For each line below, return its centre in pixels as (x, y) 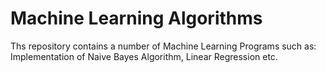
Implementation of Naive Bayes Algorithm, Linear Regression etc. (144, 56)
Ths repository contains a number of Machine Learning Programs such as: (163, 46)
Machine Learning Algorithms (136, 18)
